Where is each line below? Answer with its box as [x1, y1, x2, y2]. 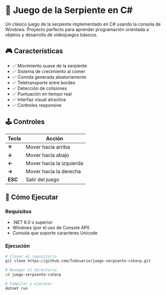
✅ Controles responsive [12, 102, 61, 108]
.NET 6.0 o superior [12, 219, 53, 225]
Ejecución [5, 242, 30, 249]
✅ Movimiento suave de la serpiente [12, 63, 87, 69]
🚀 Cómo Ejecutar [5, 193, 58, 201]
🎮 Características [5, 47, 63, 56]
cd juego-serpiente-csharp [5, 272, 61, 277]
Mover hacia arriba [25, 143, 70, 150]
